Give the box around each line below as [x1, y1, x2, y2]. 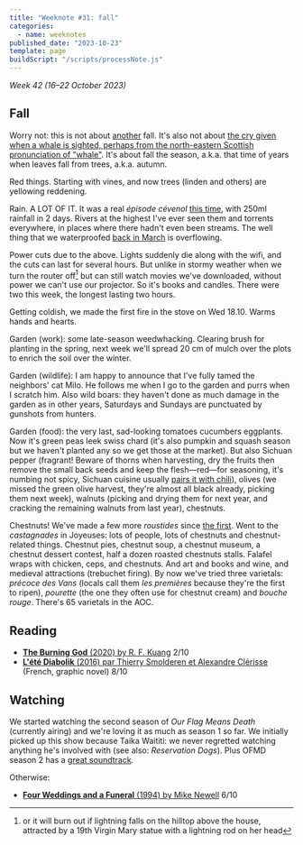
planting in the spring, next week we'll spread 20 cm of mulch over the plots [9, 344, 291, 354]
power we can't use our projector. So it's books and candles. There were [9, 280, 280, 290]
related [9, 539, 36, 550]
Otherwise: [9, 772, 50, 783]
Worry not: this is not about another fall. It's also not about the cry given [9, 130, 277, 141]
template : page [9, 47, 67, 56]
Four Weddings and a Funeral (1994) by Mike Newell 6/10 [22, 790, 238, 801]
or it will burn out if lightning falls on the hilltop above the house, [22, 815, 262, 826]
